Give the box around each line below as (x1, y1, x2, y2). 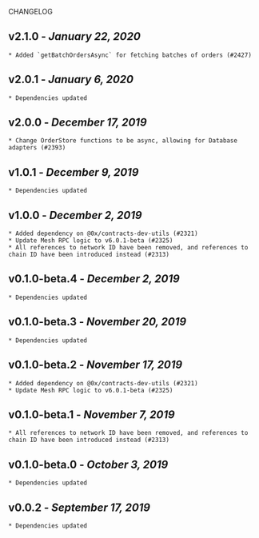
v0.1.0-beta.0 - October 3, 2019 (8, 457, 169, 471)
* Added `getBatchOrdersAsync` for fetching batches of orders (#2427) (8, 51, 252, 59)
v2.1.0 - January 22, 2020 (8, 30, 141, 43)
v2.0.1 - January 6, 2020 (8, 73, 134, 86)
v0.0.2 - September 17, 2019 (8, 500, 150, 514)
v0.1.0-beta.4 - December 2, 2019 (8, 272, 180, 286)
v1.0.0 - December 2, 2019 (8, 208, 142, 222)
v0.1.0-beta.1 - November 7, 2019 (8, 408, 175, 421)
